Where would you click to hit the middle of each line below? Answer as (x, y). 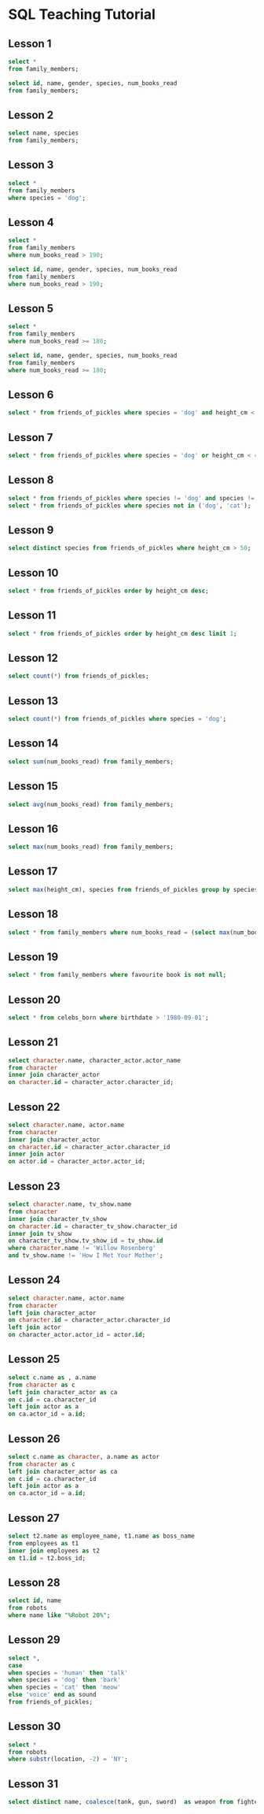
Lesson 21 (33, 1042)
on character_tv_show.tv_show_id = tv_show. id (86, 1241)
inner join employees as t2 (54, 1551)
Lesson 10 (33, 573)
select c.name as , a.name (52, 1377)
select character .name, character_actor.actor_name (94, 1060)
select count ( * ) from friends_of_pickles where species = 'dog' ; (117, 719)
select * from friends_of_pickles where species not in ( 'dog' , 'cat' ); (130, 506)
